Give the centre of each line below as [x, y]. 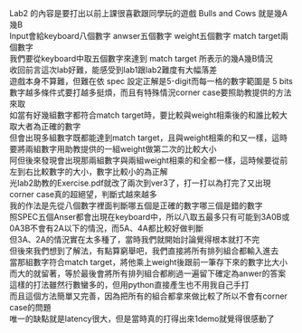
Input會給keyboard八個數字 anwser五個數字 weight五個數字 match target [145, 36]
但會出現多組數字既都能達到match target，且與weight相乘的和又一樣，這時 [148, 138]
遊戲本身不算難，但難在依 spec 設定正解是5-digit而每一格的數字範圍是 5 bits [151, 81]
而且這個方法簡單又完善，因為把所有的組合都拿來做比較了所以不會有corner [148, 296]
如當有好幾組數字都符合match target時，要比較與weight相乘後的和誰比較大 [148, 115]
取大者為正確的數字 [45, 126]
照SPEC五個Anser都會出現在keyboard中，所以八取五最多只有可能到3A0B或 [150, 217]
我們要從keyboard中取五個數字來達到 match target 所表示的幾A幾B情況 [142, 58]
